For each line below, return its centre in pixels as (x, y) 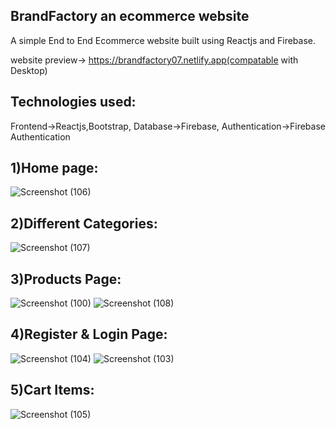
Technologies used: (73, 102)
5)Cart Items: (52, 390)
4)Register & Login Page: (89, 334)
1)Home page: (54, 168)
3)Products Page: (66, 279)
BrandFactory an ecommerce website (130, 16)
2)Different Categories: (84, 223)
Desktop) (29, 70)
